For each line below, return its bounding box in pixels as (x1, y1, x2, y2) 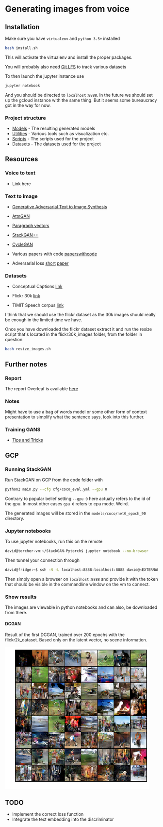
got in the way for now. (5, 102, 51, 108)
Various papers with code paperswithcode (12, 251, 97, 257)
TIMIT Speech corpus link (12, 302, 64, 308)
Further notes (5, 360, 48, 368)
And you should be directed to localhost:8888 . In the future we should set (5, 92, 153, 98)
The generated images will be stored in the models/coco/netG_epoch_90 (5, 510, 147, 516)
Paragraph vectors (12, 223, 49, 229)
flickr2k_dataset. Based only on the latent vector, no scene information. (5, 637, 147, 642)
